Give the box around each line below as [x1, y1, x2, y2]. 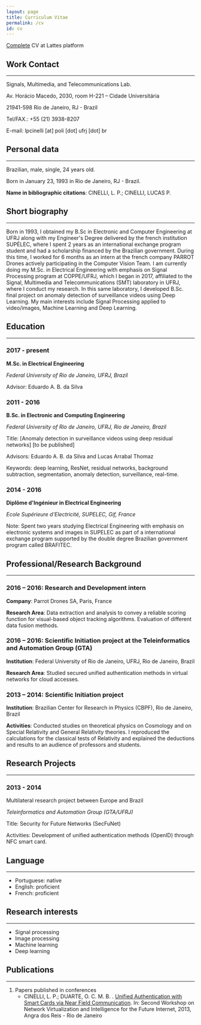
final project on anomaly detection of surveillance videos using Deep [6, 291, 175, 299]
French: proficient [14, 890, 59, 897]
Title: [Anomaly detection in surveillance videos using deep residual [6, 435, 173, 442]
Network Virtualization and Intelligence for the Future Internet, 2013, [23, 1005, 191, 1012]
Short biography [6, 206, 69, 217]
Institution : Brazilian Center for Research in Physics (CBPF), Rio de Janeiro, [6, 704, 193, 711]
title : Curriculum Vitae [6, 14, 68, 20]
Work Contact [6, 59, 60, 69]
